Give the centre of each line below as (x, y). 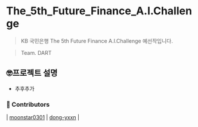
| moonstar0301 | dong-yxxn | (43, 117)
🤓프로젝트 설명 (32, 73)
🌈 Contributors (28, 104)
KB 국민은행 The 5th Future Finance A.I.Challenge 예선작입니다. (97, 41)
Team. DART (36, 52)
